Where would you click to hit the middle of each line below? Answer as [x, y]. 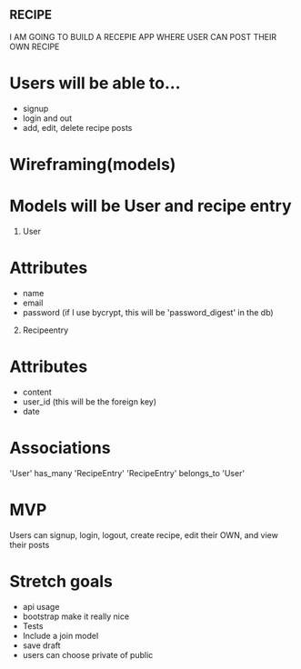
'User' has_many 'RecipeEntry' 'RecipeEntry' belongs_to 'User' [127, 473]
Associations [60, 448]
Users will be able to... [95, 83]
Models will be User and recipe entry [150, 206]
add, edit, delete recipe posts [77, 127]
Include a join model [60, 635]
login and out [47, 118]
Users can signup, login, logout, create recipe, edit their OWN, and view [144, 534]
